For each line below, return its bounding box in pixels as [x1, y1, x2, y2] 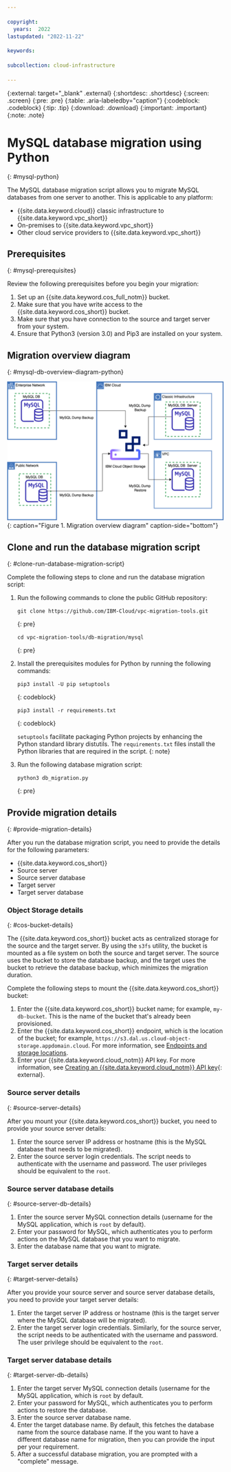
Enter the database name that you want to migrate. [16, 1242, 162, 1250]
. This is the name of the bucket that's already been [45, 1012, 191, 1021]
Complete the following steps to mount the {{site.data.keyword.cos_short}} [7, 984, 219, 992]
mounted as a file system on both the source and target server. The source [7, 949, 219, 957]
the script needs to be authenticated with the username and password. [16, 1331, 219, 1339]
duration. [7, 971, 33, 979]
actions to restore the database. [16, 1406, 108, 1414]
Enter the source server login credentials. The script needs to [16, 1152, 191, 1160]
